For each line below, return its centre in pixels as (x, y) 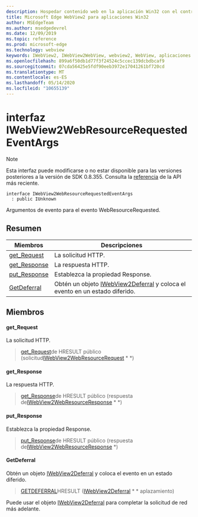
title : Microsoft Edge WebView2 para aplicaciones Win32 (77, 17)
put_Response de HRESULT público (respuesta (77, 440)
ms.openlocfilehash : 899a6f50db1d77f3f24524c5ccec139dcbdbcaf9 (85, 61)
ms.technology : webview (35, 50)
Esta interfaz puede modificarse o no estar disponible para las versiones (94, 170)
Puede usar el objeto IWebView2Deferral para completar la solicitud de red (97, 502)
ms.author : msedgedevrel (37, 28)
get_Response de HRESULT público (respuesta (77, 396)
